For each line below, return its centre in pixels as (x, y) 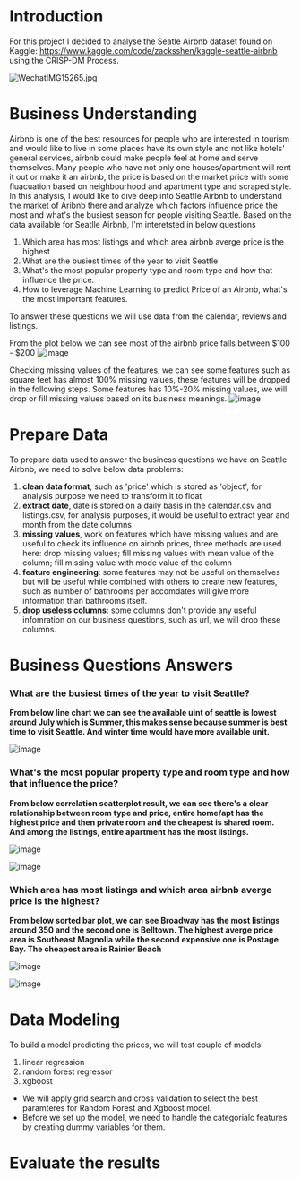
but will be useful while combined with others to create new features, (150, 581)
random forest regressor (68, 1071)
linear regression (53, 1062)
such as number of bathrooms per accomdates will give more (135, 591)
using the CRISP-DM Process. (64, 60)
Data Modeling (65, 1020)
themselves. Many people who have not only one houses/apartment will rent (150, 167)
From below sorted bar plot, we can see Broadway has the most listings (145, 920)
